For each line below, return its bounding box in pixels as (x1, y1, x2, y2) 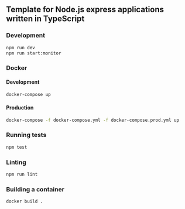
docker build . (6, 198, 43, 204)
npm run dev (6, 44, 35, 50)
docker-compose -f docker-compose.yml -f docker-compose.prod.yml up (6, 117, 180, 123)
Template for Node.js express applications (6, 5, 164, 15)
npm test (6, 144, 28, 150)
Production (6, 104, 34, 111)
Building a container (6, 185, 64, 193)
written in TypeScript (6, 14, 85, 24)
